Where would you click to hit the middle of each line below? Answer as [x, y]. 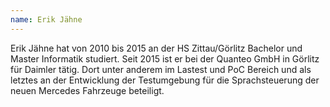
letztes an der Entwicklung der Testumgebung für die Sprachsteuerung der [165, 80]
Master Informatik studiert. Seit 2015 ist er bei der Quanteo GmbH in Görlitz [165, 58]
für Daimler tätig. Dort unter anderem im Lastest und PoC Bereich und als [161, 69]
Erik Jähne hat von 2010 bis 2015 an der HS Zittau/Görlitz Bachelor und [156, 48]
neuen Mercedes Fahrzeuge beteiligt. [87, 90]
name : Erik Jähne [46, 19]
